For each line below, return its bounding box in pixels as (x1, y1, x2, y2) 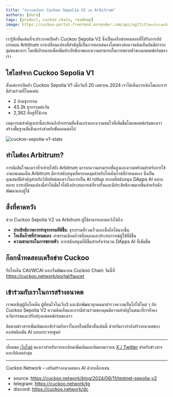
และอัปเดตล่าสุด (6, 350, 32, 356)
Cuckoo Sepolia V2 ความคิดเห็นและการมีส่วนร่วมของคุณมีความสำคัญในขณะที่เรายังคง (6, 307, 158, 313)
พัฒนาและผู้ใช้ (6, 187, 30, 194)
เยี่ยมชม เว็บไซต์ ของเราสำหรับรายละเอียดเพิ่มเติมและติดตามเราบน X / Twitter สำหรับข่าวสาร (6, 344, 163, 350)
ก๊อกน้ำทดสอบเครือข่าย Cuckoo (6, 254, 89, 262)
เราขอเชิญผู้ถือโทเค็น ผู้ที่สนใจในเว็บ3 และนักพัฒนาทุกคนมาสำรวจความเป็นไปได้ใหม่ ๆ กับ (6, 301, 157, 308)
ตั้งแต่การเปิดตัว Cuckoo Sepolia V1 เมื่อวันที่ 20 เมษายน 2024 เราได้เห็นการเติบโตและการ (6, 82, 167, 88)
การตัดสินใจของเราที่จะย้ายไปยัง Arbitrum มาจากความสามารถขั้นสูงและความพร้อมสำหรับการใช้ (6, 164, 166, 171)
